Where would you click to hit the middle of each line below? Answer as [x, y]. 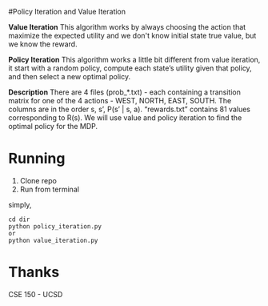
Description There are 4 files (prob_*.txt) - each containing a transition [125, 92]
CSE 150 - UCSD [36, 294]
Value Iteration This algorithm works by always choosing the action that [127, 27]
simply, [20, 204]
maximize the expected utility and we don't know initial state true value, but [132, 36]
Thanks [34, 272]
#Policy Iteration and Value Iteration [67, 12]
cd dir [19, 219]
